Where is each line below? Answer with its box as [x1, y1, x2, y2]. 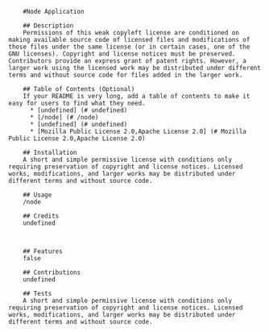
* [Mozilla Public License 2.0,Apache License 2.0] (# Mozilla [29, 127, 247, 135]
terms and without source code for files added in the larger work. [8, 71, 243, 79]
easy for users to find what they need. [8, 99, 147, 107]
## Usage [23, 191, 52, 199]
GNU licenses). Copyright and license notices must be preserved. [8, 50, 236, 58]
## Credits [23, 212, 60, 220]
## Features [23, 247, 63, 255]
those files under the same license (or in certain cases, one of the [8, 43, 250, 51]
